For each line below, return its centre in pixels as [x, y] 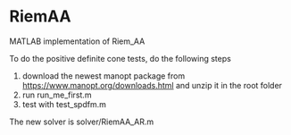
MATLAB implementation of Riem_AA [77, 41]
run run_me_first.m [57, 95]
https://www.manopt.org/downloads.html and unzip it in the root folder [152, 85]
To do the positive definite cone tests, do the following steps [121, 58]
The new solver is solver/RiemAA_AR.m [82, 122]
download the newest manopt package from [104, 76]
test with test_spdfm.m [64, 104]
